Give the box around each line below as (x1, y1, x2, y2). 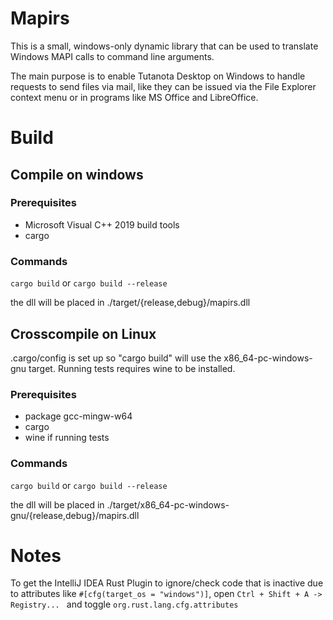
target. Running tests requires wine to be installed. (28, 362, 236, 374)
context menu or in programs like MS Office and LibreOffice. (10, 91, 259, 103)
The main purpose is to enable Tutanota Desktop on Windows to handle (10, 70, 306, 82)
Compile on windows (10, 166, 144, 183)
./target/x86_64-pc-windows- (106, 498, 230, 511)
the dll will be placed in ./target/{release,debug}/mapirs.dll (10, 297, 251, 309)
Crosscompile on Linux (10, 325, 157, 342)
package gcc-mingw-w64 (24, 410, 133, 422)
